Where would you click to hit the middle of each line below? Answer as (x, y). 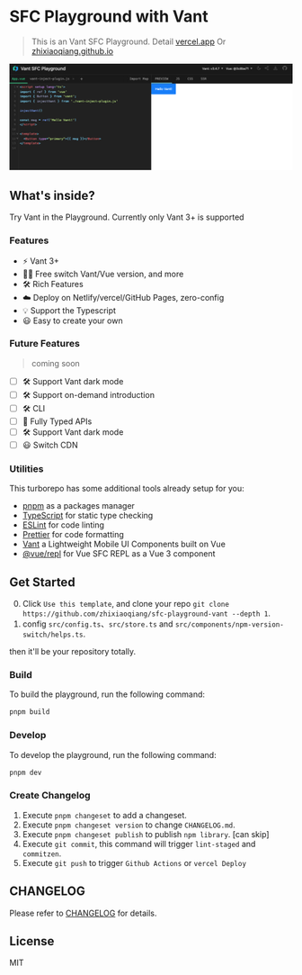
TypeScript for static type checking (88, 516)
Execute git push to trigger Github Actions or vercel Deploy (134, 862)
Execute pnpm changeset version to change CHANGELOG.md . (129, 825)
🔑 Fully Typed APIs (57, 421)
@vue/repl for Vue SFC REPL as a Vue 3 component (119, 554)
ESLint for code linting (63, 525)
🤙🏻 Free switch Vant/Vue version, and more (103, 274)
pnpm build (30, 712)
